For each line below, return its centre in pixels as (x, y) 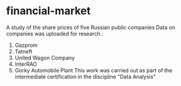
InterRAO (26, 64)
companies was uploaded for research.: (55, 33)
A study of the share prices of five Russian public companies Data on (91, 27)
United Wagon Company (45, 58)
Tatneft (23, 51)
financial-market (48, 11)
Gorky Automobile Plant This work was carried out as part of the (93, 70)
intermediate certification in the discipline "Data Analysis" (85, 77)
